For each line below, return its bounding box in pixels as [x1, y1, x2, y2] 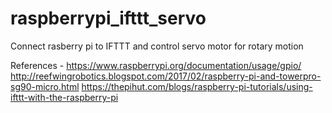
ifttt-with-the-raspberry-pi [10, 91, 119, 103]
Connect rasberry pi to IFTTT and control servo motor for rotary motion [10, 40, 304, 52]
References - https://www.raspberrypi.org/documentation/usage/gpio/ [10, 59, 302, 71]
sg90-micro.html [10, 80, 80, 92]
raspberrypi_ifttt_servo [10, 7, 207, 30]
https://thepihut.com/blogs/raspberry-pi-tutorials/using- [81, 80, 313, 92]
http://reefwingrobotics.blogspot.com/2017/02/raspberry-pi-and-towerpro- [10, 70, 322, 82]
